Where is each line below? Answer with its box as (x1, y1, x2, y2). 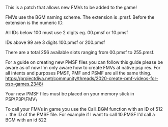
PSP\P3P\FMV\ (5, 96, 37, 102)
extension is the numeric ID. (5, 20, 64, 26)
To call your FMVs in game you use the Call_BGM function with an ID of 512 (5, 106, 163, 112)
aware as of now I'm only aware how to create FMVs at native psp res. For (5, 65, 161, 70)
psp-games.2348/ (5, 81, 44, 87)
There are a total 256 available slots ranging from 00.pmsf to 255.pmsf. (5, 49, 155, 55)
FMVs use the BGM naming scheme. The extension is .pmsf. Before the (5, 14, 155, 20)
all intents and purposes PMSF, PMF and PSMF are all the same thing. (5, 70, 152, 76)
